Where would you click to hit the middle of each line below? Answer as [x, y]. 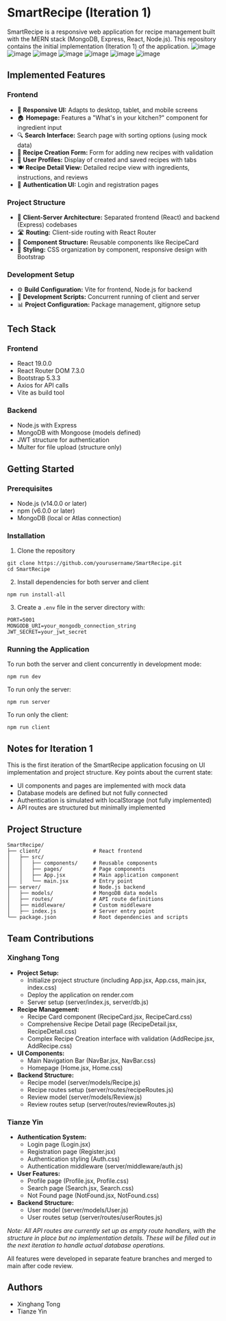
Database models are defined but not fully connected [92, 793]
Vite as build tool [41, 392]
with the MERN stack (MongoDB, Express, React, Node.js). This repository [112, 38]
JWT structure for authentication [63, 440]
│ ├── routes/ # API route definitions [86, 899]
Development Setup [41, 274]
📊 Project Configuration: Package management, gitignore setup [109, 304]
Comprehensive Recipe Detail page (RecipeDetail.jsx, [102, 1024]
